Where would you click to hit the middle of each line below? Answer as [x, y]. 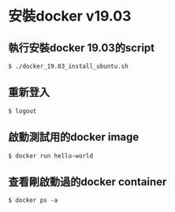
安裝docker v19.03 [70, 16]
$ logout [22, 111]
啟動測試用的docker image [74, 138]
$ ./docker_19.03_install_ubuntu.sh [68, 66]
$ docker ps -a [33, 201]
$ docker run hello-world [50, 156]
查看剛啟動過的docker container [87, 182]
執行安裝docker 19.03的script [82, 48]
